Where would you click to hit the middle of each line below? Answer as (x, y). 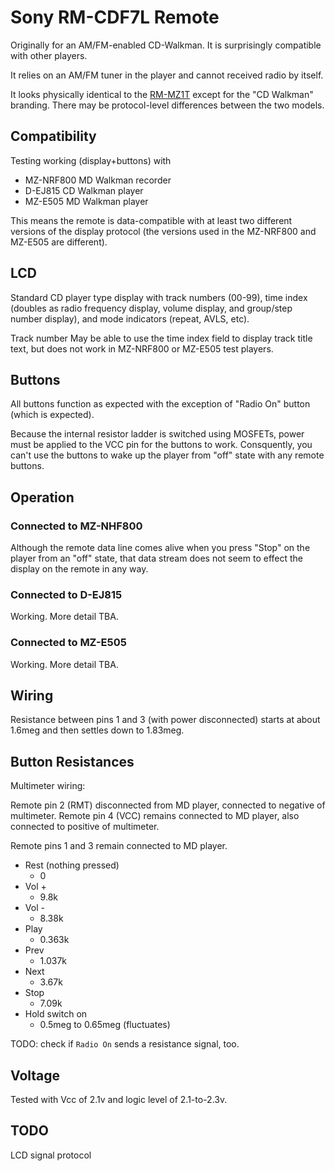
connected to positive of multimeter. (85, 827)
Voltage (35, 1075)
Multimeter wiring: (48, 786)
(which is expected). (52, 415)
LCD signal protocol (51, 1155)
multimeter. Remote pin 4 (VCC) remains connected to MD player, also (155, 816)
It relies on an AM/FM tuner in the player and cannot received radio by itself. (167, 75)
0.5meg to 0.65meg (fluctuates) (105, 1025)
